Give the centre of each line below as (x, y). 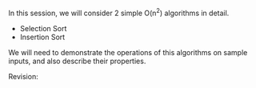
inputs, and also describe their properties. (77, 61)
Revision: (23, 76)
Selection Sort (43, 28)
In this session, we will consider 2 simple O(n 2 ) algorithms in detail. (119, 12)
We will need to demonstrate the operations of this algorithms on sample (128, 52)
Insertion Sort (42, 37)
